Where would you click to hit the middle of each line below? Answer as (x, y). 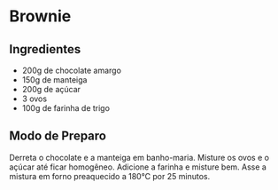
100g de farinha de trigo (66, 108)
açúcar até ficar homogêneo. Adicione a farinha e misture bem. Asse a (138, 167)
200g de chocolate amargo (72, 70)
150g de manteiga (54, 80)
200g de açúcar (51, 89)
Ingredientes (45, 49)
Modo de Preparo (58, 136)
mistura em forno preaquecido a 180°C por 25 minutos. (110, 176)
